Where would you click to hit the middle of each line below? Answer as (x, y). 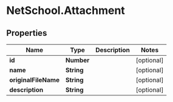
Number (77, 60)
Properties (27, 33)
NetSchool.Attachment (66, 11)
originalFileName (34, 80)
